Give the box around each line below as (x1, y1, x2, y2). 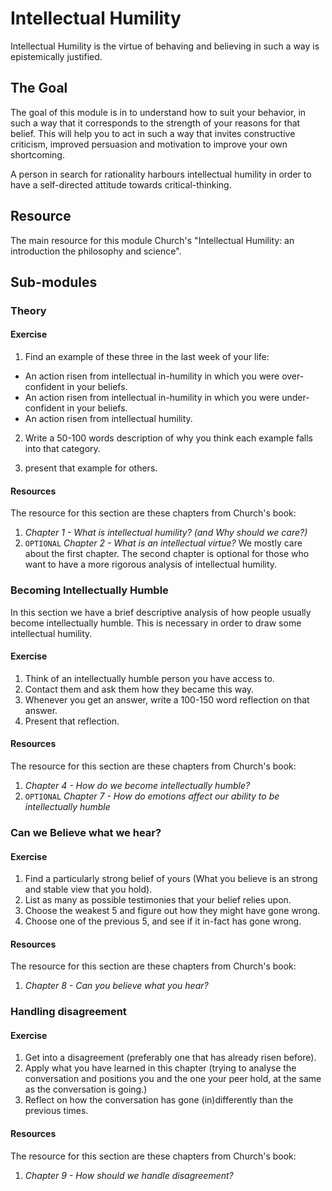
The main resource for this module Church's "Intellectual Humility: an (10, 234, 295, 246)
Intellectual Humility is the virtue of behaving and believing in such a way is (10, 40, 320, 52)
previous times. (24, 1105, 89, 1117)
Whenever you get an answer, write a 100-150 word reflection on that (24, 693, 310, 706)
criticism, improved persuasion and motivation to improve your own (10, 138, 288, 150)
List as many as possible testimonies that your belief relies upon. (24, 894, 292, 906)
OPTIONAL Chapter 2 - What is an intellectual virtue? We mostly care (24, 537, 303, 549)
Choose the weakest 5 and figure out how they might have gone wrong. (24, 905, 321, 917)
